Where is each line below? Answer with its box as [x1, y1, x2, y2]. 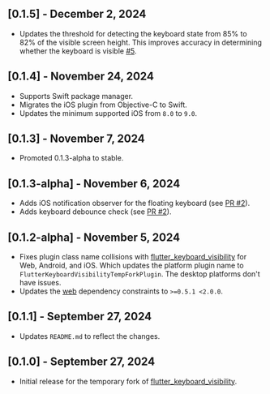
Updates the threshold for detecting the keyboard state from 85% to [19, 28, 248, 38]
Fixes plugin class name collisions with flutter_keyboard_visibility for [19, 252, 247, 262]
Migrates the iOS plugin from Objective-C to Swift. [19, 100, 187, 109]
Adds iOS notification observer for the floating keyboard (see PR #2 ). [19, 199, 251, 208]
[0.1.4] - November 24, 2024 [7, 70, 155, 84]
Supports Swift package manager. [19, 91, 134, 101]
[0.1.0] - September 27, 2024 [7, 355, 156, 369]
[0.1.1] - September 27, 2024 [7, 310, 152, 323]
